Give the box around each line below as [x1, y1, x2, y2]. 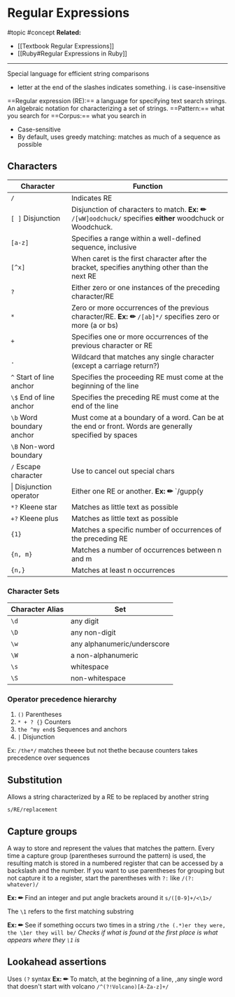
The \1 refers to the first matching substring [7, 907, 134, 916]
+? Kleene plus [10, 513, 59, 523]
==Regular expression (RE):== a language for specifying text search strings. [7, 96, 227, 105]
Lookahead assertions [7, 956, 107, 968]
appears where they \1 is [7, 935, 80, 944]
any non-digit [71, 628, 116, 638]
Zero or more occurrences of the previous [71, 303, 210, 312]
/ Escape [10, 461, 41, 471]
